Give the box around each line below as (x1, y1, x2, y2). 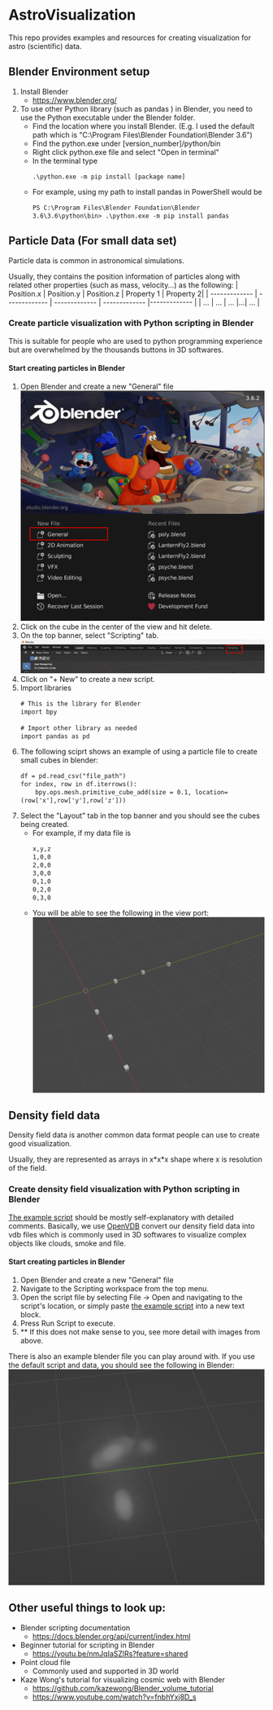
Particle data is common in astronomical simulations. (8, 255, 185, 266)
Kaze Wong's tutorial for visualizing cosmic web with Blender (19, 1674, 225, 1684)
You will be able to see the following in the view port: (32, 908, 210, 917)
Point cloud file (19, 1657, 71, 1667)
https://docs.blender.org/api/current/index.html (32, 1631, 191, 1641)
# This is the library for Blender (19, 699, 141, 708)
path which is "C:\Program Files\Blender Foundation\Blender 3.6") (32, 130, 253, 139)
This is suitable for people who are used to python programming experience (8, 336, 263, 345)
